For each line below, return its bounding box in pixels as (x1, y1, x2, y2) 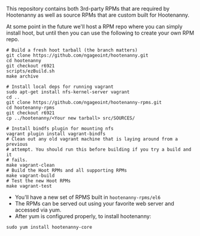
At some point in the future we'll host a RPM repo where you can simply (6, 23, 183, 30)
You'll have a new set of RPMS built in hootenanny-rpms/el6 (14, 194, 160, 201)
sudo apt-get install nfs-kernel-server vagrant (6, 89, 130, 95)
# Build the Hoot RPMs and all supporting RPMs (6, 167, 128, 173)
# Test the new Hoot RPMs (6, 178, 71, 184)
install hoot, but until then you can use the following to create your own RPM (6, 29, 195, 36)
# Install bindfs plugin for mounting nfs (6, 125, 114, 131)
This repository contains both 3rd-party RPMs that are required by (6, 5, 169, 12)
